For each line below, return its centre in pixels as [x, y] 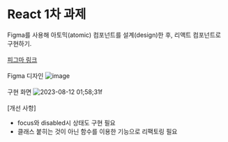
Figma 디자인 [25, 76]
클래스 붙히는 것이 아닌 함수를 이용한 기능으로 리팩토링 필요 [97, 131]
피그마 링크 [22, 59]
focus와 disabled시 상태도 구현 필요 [67, 123]
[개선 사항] [22, 108]
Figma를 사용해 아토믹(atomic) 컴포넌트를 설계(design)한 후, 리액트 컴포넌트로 [114, 35]
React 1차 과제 [47, 14]
